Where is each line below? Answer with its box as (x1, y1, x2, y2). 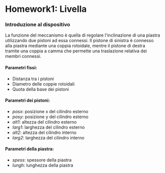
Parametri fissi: (5, 65, 37, 71)
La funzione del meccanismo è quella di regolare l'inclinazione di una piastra (5, 32, 160, 38)
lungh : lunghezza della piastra (12, 162, 73, 169)
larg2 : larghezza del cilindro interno (12, 134, 85, 140)
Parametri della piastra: (5, 146, 54, 152)
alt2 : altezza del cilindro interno (12, 130, 77, 135)
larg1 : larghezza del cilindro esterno (12, 124, 85, 130)
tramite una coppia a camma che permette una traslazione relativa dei (5, 48, 147, 54)
